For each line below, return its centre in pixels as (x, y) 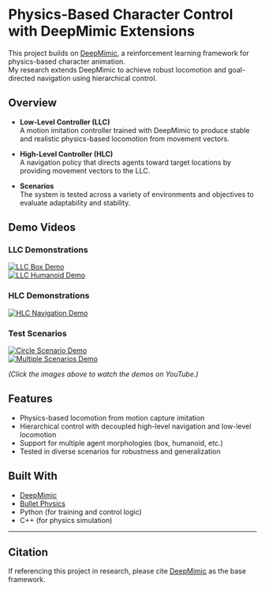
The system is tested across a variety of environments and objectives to (136, 194)
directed (22, 78)
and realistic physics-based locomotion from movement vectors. (125, 139)
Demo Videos (42, 227)
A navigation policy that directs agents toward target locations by (125, 162)
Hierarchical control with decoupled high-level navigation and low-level (135, 426)
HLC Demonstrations (49, 295)
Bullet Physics (42, 503)
